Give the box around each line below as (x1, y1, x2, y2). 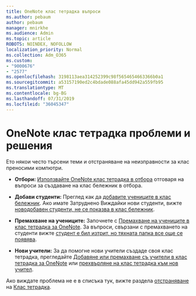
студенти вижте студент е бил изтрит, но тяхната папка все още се (14, 230, 183, 237)
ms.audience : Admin (6, 30, 54, 36)
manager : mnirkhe (6, 25, 49, 31)
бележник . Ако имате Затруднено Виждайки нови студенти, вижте (14, 200, 183, 207)
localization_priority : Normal (6, 47, 82, 53)
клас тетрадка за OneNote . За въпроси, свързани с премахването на (14, 223, 188, 230)
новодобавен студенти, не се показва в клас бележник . (14, 206, 155, 213)
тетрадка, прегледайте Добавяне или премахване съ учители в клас (14, 253, 187, 261)
